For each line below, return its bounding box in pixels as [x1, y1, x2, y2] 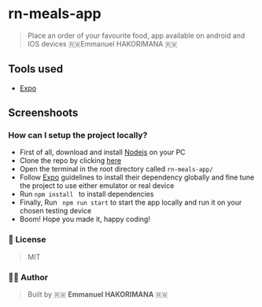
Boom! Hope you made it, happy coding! [19, 214, 151, 224]
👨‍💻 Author [8, 272, 49, 283]
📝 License [8, 234, 46, 245]
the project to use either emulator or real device [19, 181, 175, 190]
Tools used [8, 62, 64, 76]
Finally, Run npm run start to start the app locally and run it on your [19, 198, 242, 207]
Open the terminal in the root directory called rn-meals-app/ [19, 165, 214, 174]
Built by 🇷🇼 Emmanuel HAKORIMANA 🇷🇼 [27, 290, 168, 299]
